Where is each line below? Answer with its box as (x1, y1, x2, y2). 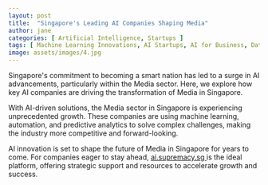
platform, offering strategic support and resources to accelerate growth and (8, 161, 258, 170)
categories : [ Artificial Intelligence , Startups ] (8, 33, 183, 42)
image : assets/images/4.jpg (8, 49, 102, 57)
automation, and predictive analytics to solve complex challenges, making (8, 120, 251, 129)
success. (8, 169, 38, 179)
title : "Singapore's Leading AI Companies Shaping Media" (8, 19, 209, 27)
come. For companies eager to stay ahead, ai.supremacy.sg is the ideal (8, 152, 242, 162)
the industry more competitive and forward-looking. (8, 128, 179, 138)
